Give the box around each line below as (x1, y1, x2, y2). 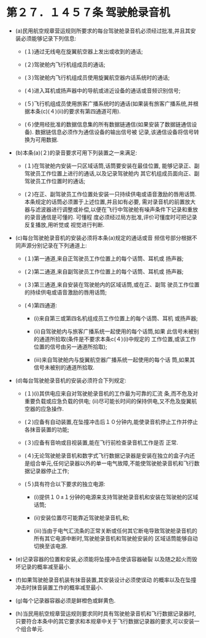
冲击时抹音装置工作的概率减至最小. (15, 583, 103, 591)
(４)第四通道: (24, 301, 57, 309)
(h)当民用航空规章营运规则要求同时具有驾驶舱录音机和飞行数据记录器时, (15, 610, 196, 617)
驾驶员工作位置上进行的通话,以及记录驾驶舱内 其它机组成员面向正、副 (24, 169, 200, 177)
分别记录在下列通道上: (31, 242, 87, 249)
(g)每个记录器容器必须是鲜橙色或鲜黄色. (15, 596, 116, 604)
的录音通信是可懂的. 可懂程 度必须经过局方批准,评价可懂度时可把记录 (24, 213, 197, 221)
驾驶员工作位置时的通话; (24, 177, 86, 185)
